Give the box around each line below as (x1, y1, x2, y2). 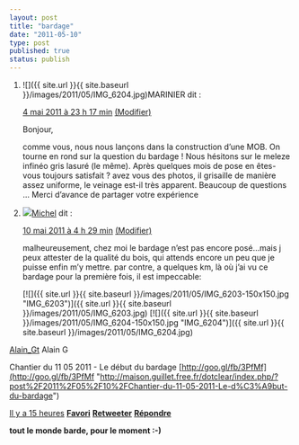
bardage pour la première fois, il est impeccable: (22, 271, 202, 281)
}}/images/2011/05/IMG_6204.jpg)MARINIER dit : (22, 89, 202, 100)
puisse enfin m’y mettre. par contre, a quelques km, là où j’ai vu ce (22, 262, 268, 272)
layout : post (9, 13, 58, 22)
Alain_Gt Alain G (9, 344, 69, 355)
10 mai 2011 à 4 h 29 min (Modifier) (22, 226, 153, 236)
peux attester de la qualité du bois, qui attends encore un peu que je (22, 253, 276, 263)
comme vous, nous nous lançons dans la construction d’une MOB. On (22, 141, 281, 152)
